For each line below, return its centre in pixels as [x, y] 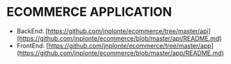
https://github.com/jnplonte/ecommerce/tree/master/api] [129, 31]
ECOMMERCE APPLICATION [89, 12]
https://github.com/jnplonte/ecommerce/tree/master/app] [131, 45]
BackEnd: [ [32, 31]
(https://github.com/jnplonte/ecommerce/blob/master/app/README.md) [120, 53]
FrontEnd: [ [33, 45]
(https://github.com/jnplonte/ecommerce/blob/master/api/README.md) [119, 38]
